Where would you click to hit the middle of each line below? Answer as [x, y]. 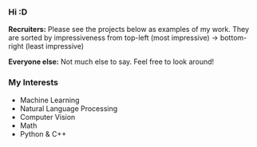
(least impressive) [55, 46]
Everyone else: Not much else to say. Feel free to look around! [111, 62]
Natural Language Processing [69, 108]
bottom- [233, 38]
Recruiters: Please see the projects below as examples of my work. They [129, 30]
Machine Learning [49, 100]
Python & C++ [43, 133]
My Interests [33, 82]
